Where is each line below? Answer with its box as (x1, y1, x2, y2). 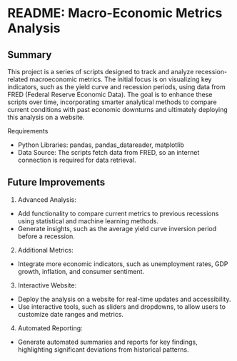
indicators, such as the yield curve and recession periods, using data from (7, 83, 226, 91)
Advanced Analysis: (17, 195, 77, 204)
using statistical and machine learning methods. (17, 216, 159, 225)
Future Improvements (7, 176, 106, 188)
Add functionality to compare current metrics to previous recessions (17, 209, 219, 218)
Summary (7, 49, 52, 61)
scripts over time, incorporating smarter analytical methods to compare (7, 98, 217, 106)
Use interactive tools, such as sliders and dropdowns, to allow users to (17, 302, 226, 311)
